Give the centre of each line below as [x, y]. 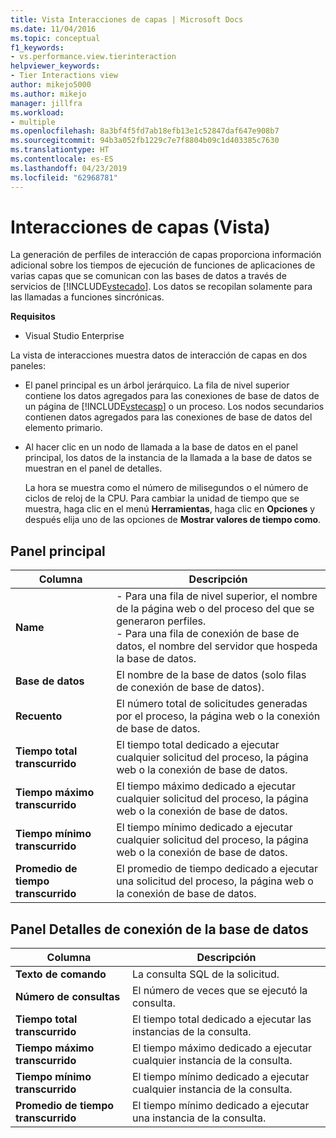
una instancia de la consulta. [199, 1118]
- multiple [33, 122]
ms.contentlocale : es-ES [62, 159]
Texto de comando [61, 974]
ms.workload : [37, 112]
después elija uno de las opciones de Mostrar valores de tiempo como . [173, 520]
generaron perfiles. [161, 621]
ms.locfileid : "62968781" [64, 177]
